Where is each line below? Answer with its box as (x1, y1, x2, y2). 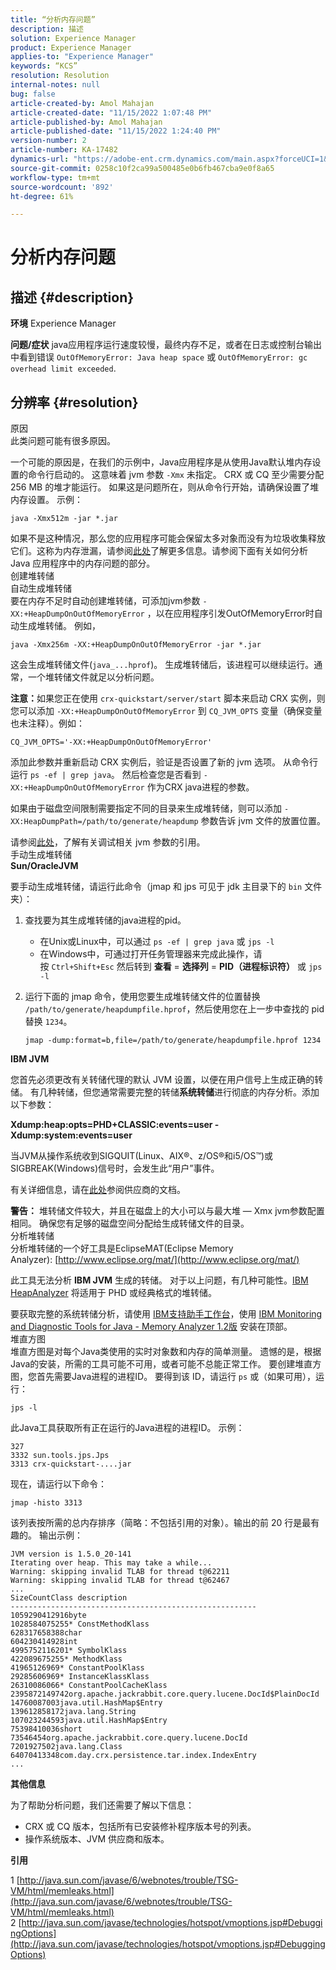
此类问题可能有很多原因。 (10, 435, 116, 447)
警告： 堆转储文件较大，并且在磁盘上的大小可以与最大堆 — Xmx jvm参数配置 (10, 1205, 325, 1217)
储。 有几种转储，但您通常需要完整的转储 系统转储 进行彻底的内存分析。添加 (10, 1086, 320, 1098)
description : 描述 (10, 24, 84, 34)
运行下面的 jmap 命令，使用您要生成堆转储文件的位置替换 (24, 991, 261, 1003)
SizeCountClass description (10, 1593, 128, 1603)
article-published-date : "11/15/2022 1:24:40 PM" (10, 126, 222, 136)
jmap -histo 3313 (10, 1498, 83, 1508)
